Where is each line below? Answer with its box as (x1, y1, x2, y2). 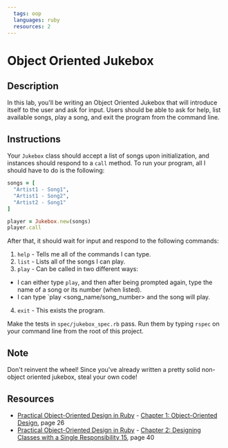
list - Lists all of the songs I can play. (17, 257, 126, 266)
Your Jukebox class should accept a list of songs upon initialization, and (7, 151, 209, 160)
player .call (7, 224, 41, 232)
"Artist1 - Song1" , (13, 186, 70, 194)
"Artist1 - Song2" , (13, 192, 70, 199)
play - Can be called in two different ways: (17, 265, 139, 273)
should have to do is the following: (7, 167, 105, 175)
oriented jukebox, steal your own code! (26, 373, 137, 381)
